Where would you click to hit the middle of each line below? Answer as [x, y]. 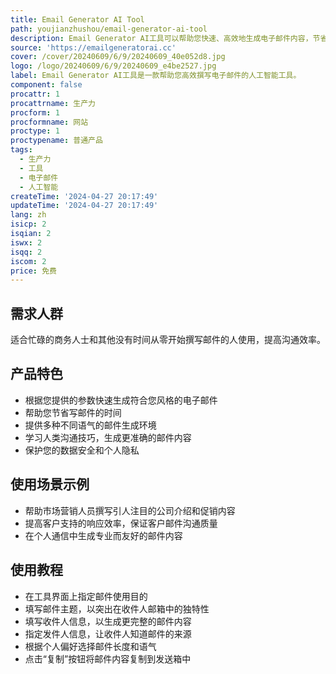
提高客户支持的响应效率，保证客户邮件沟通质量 [121, 523]
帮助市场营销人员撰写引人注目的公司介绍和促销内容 [130, 510]
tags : [21, 150]
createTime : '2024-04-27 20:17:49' [84, 196]
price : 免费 [33, 271]
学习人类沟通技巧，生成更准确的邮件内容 [108, 437]
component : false [46, 85]
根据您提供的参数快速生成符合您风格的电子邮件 [121, 400]
